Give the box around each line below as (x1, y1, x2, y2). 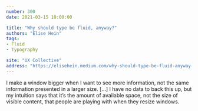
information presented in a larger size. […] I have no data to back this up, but (6, 85, 192, 92)
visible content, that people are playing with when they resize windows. (6, 98, 180, 105)
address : (6, 63, 28, 68)
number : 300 (6, 8, 35, 15)
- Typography (6, 47, 38, 53)
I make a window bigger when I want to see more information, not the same (6, 79, 189, 86)
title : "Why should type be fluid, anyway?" (6, 25, 117, 31)
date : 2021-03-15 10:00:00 (6, 14, 72, 20)
